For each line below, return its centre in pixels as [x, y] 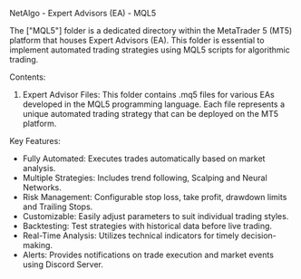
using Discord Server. [63, 265]
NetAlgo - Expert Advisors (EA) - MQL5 [83, 13]
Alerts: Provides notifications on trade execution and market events [148, 255]
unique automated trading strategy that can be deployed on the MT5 [150, 114]
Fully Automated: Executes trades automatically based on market [144, 159]
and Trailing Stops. [58, 207]
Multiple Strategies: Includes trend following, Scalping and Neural [145, 178]
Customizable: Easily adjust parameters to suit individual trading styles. [155, 216]
